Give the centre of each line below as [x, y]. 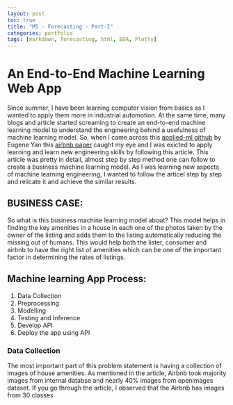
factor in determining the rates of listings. [66, 257]
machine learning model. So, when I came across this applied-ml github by [114, 138]
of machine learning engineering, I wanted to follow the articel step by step [115, 174]
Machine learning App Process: [77, 279]
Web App [34, 89]
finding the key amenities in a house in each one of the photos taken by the [115, 227]
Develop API [35, 325]
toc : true [22, 20]
